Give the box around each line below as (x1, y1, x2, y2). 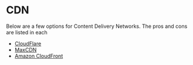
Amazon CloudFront (14, 52, 63, 59)
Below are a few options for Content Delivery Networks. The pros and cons (6, 23, 188, 30)
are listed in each (6, 28, 48, 35)
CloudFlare (14, 40, 42, 47)
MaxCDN (14, 46, 37, 53)
